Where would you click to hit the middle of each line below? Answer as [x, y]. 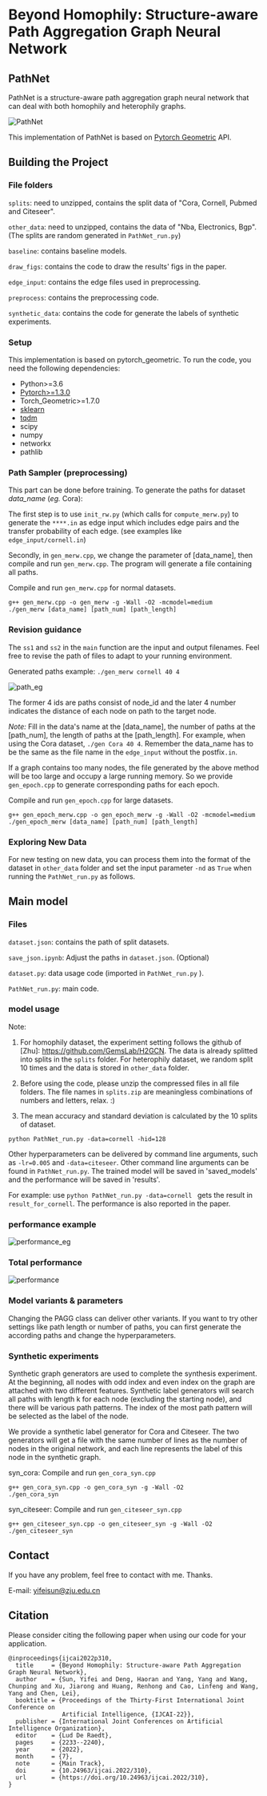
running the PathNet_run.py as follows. [72, 876]
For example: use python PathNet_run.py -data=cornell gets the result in [131, 1195]
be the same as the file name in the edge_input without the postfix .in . [123, 752]
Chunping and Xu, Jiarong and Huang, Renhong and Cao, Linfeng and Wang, [134, 1686]
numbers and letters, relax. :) [68, 1100]
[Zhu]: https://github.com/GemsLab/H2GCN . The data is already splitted [139, 1050]
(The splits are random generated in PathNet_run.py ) [95, 235]
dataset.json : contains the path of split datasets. [89, 942]
